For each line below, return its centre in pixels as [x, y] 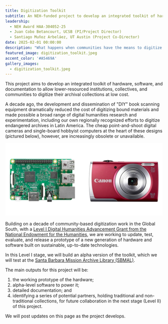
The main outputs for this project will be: [47, 270]
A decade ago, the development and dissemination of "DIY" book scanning [82, 104]
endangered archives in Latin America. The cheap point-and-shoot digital [81, 126]
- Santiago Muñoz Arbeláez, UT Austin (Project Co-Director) [75, 37]
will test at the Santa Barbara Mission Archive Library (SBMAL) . [70, 260]
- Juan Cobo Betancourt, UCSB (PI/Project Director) [66, 32]
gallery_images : [22, 64]
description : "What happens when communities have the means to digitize [84, 48]
